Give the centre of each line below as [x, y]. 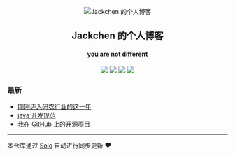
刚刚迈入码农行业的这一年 [54, 106]
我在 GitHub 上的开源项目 [54, 124]
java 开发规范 [36, 115]
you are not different [117, 54]
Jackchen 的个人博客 [117, 36]
